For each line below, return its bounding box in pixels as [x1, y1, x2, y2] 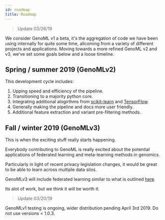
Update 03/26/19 [17, 25, 52, 31]
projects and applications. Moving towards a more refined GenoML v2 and [5, 46, 158, 52]
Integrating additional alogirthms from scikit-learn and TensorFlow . [12, 99, 149, 105]
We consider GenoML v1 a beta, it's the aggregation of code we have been [5, 35, 158, 41]
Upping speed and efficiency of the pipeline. [12, 88, 104, 94]
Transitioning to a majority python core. [12, 93, 93, 99]
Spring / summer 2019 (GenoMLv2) [5, 65, 116, 73]
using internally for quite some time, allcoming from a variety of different [5, 40, 154, 46]
